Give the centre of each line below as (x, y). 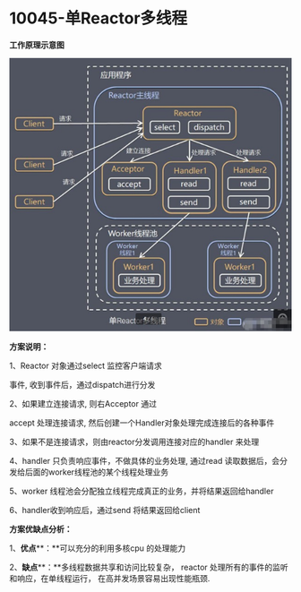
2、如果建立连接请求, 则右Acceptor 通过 (83, 404)
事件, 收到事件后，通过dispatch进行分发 (82, 385)
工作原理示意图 (37, 45)
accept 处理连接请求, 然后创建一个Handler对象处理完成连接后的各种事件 (142, 423)
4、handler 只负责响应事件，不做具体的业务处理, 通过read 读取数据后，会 (145, 461)
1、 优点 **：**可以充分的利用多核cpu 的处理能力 (98, 548)
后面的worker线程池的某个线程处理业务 (96, 472)
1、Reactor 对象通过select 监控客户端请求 (86, 366)
